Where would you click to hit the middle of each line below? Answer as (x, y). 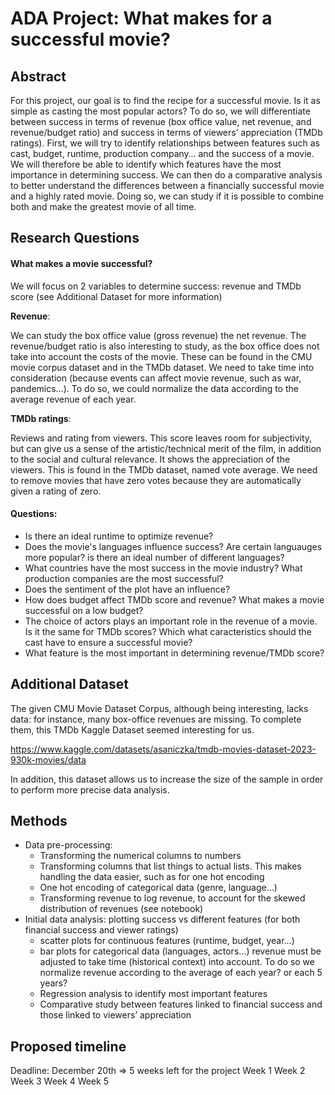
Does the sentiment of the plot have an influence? (127, 589)
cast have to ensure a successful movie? (108, 642)
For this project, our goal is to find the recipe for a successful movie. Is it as (165, 100)
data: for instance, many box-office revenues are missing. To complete (156, 719)
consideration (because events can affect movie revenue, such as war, (156, 378)
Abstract (38, 76)
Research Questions (75, 238)
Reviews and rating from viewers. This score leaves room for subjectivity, (161, 438)
